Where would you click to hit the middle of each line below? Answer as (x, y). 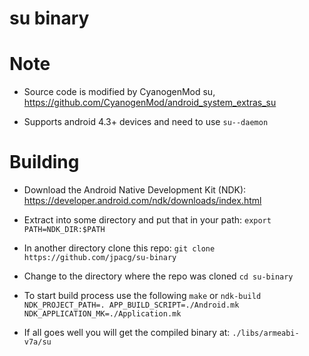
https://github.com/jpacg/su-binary (100, 258)
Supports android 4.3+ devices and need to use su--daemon (146, 122)
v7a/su (37, 342)
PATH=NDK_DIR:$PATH (64, 230)
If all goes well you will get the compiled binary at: (127, 333)
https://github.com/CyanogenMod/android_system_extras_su (150, 103)
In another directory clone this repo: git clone (119, 248)
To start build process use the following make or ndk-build (142, 296)
